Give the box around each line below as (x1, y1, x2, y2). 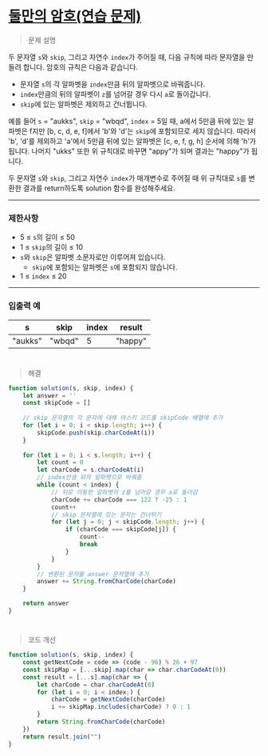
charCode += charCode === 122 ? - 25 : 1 (50, 495, 187, 504)
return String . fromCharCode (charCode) (37, 718, 166, 726)
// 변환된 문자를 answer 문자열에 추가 (37, 570, 149, 578)
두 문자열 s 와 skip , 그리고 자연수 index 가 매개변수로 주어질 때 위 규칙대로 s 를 (8, 173, 247, 182)
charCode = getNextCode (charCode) (50, 695, 166, 704)
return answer (22, 599, 69, 608)
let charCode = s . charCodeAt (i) (37, 466, 145, 474)
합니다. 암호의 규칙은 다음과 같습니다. (22, 62, 138, 72)
